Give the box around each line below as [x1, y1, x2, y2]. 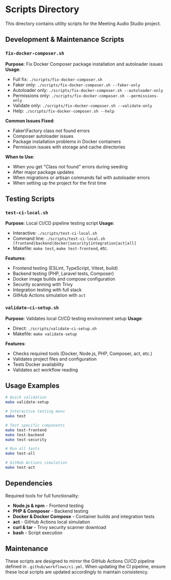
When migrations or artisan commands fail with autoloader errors [12, 174, 150, 181]
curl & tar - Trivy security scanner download [12, 524, 106, 530]
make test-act [5, 465, 36, 470]
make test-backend [5, 432, 44, 437]
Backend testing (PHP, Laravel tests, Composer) [12, 270, 114, 276]
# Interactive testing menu [5, 409, 65, 414]
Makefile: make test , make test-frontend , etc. [12, 245, 108, 251]
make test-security [5, 437, 47, 442]
